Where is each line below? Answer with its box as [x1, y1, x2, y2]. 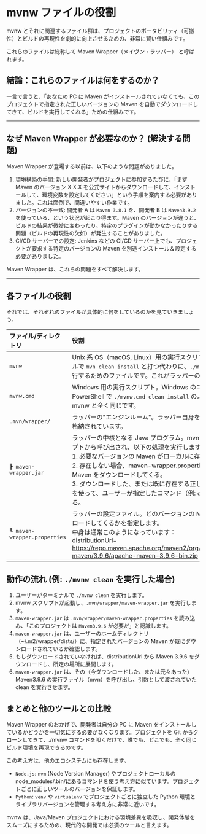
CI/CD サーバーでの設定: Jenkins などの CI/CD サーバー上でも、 [15, 237, 176, 244]
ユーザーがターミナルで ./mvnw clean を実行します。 [15, 591, 148, 599]
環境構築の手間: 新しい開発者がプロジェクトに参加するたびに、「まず [15, 176, 188, 183]
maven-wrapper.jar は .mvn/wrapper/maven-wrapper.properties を [15, 615, 180, 622]
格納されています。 [72, 422, 127, 431]
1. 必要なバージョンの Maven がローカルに [72, 452, 194, 461]
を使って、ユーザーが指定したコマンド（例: [72, 489, 196, 497]
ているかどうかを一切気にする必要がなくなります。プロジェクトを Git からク [6, 728, 199, 736]
